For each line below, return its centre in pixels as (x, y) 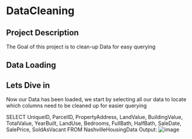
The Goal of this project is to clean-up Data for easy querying (81, 47)
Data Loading (31, 65)
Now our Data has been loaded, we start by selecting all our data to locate (96, 100)
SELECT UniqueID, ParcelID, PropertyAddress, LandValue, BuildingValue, (95, 117)
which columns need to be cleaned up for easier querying (77, 106)
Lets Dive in (28, 85)
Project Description (43, 33)
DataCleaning (40, 11)
